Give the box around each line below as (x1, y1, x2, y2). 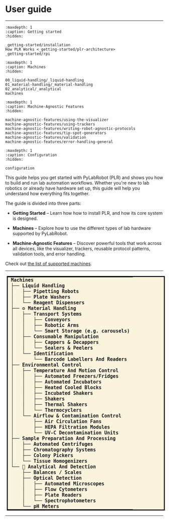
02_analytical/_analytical (5, 86, 62, 92)
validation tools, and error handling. (12, 250, 86, 257)
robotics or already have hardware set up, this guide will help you (5, 185, 140, 191)
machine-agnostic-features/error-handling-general (5, 139, 113, 144)
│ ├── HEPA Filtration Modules (11, 424, 110, 430)
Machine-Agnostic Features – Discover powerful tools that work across (12, 240, 162, 246)
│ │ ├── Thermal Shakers (11, 401, 88, 408)
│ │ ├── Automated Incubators (11, 379, 102, 385)
